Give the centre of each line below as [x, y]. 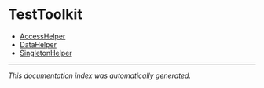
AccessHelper [42, 36]
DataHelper [38, 44]
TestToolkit [45, 15]
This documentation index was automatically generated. [99, 75]
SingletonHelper [46, 53]
